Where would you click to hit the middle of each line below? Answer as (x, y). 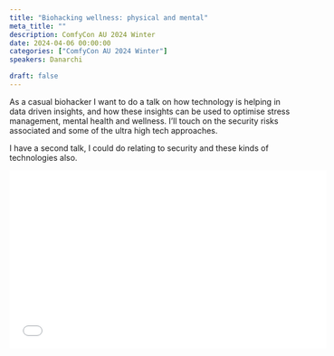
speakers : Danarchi (46, 60)
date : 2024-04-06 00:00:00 (60, 43)
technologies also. (43, 157)
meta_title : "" (38, 26)
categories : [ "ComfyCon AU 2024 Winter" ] (89, 52)
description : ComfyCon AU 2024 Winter (82, 34)
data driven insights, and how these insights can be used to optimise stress (150, 111)
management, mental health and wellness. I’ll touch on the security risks (144, 121)
